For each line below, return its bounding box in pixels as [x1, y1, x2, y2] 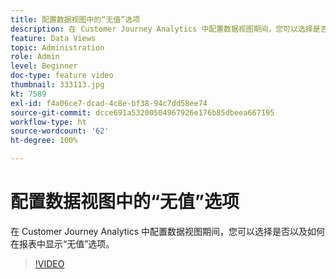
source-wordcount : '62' [10, 126, 110, 136]
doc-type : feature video [10, 71, 114, 81]
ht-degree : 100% [10, 136, 78, 146]
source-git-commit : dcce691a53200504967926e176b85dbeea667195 [10, 107, 275, 118]
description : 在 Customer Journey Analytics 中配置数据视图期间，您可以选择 [10, 24, 313, 34]
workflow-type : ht [10, 117, 87, 127]
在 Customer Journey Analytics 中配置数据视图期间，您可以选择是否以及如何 [10, 225, 326, 237]
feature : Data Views [10, 33, 97, 43]
